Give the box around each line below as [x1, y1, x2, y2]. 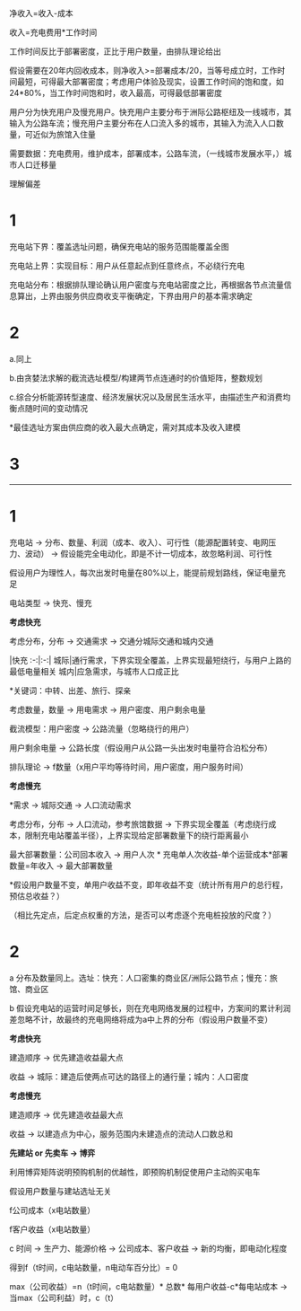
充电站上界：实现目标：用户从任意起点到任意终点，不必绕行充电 [9, 260, 245, 271]
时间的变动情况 [32, 402, 88, 413]
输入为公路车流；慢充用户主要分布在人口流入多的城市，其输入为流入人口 [9, 118, 276, 128]
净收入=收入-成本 [9, 8, 73, 18]
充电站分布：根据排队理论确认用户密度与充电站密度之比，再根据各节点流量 [9, 279, 284, 290]
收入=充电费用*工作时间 [9, 27, 98, 38]
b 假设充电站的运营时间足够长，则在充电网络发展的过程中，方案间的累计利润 [9, 1002, 291, 1013]
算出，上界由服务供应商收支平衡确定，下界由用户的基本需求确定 [16, 290, 253, 301]
